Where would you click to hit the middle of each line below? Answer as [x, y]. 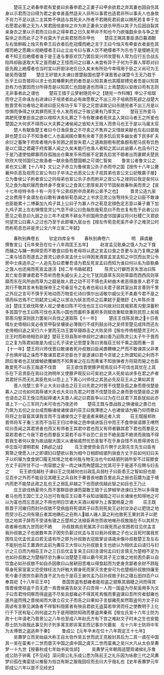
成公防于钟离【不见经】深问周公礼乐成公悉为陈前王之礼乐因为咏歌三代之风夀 [82, 655]
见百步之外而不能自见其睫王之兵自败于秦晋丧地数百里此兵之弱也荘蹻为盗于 [80, 478]
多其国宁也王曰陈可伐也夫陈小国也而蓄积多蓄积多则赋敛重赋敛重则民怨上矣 [80, 312]
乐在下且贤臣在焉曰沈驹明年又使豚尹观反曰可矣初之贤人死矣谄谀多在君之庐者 [82, 373]
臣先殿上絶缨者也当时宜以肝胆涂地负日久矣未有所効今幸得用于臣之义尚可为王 [82, 68]
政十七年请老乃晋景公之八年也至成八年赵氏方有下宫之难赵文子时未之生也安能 [82, 619]
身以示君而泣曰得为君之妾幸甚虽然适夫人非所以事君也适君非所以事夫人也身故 [82, 13]
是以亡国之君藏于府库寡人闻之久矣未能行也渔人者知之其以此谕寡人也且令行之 [82, 148]
